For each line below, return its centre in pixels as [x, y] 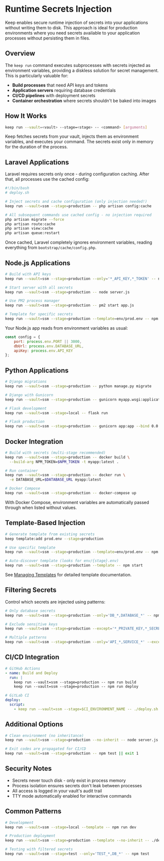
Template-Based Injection [45, 523]
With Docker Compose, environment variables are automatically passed [77, 502]
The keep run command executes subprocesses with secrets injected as [78, 65]
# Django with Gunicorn [29, 395]
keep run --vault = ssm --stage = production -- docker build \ [68, 457]
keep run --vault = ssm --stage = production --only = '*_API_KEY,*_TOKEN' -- [81, 279]
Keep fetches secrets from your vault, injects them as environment [72, 136]
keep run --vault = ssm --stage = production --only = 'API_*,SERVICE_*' [75, 642]
